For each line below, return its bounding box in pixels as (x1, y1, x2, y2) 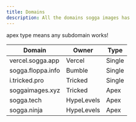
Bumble (66, 66, 88, 74)
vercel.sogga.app (9, 56, 59, 65)
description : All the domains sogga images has (6, 15, 130, 21)
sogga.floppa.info (9, 66, 60, 74)
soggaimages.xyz (9, 86, 60, 95)
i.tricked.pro (9, 76, 44, 84)
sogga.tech (9, 96, 42, 104)
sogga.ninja (9, 106, 43, 114)
